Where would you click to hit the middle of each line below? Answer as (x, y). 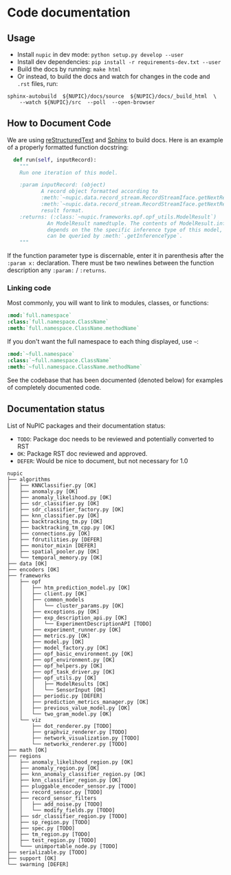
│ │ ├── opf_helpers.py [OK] (55, 666)
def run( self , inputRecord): (55, 159)
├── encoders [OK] (33, 569)
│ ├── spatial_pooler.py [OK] (53, 551)
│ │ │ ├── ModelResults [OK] (58, 684)
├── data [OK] (27, 564)
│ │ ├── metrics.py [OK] (49, 636)
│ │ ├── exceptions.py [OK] (53, 612)
